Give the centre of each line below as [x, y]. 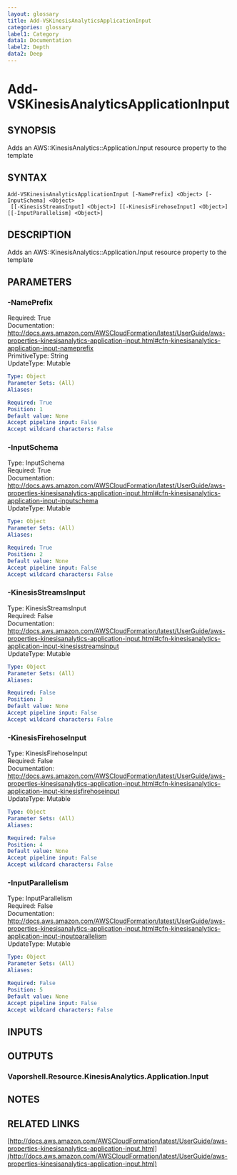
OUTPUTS [30, 1056]
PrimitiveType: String [38, 356]
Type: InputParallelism [40, 898]
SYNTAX [27, 178]
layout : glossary [33, 14]
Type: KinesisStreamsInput [47, 608]
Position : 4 [25, 844]
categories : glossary [40, 27]
